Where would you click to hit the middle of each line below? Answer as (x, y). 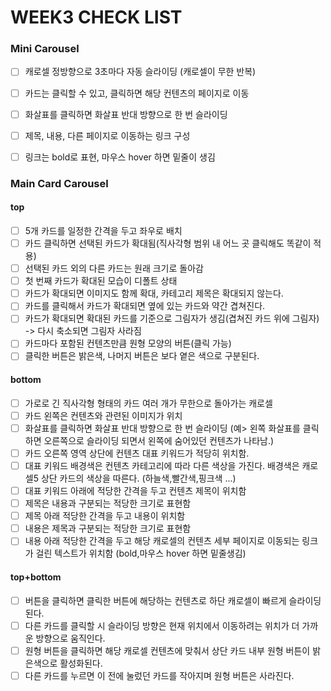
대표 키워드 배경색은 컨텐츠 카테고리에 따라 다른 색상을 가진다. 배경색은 (162, 465)
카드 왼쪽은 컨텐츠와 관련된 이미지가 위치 (103, 415)
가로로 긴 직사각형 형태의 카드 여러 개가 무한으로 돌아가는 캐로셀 (148, 403)
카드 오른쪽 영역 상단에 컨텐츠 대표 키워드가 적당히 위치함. (137, 453)
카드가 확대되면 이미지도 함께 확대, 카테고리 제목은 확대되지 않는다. (154, 293)
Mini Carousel (45, 49)
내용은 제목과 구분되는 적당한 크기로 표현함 (108, 528)
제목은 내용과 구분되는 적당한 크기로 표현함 (108, 503)
